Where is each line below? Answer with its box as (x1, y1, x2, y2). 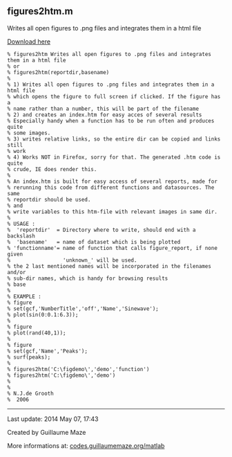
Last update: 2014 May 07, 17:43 (7, 415, 99, 423)
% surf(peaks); (7, 353, 51, 361)
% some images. (7, 129, 51, 136)
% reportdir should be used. (7, 196, 91, 203)
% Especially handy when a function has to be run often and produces (7, 117, 215, 124)
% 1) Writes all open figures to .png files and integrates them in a (7, 81, 215, 88)
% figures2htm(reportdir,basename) (7, 69, 110, 75)
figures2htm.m (7, 6, 74, 17)
